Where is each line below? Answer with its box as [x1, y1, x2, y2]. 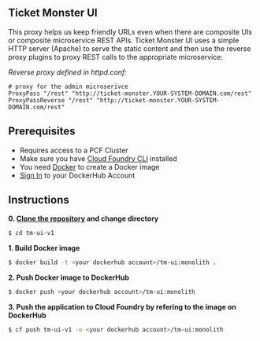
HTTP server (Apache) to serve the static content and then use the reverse [8, 43, 251, 53]
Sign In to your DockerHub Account [19, 170, 136, 180]
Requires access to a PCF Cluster [19, 145, 128, 155]
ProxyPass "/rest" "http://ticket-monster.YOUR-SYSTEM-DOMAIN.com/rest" [8, 90, 252, 97]
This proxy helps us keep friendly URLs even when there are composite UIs [8, 27, 253, 36]
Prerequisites [8, 125, 76, 138]
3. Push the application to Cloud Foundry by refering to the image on [8, 302, 236, 312]
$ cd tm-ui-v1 [8, 229, 55, 237]
